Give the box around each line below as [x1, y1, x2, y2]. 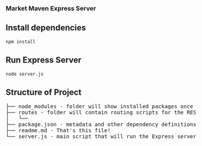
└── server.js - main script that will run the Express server [5, 133, 197, 140]
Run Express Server [5, 55, 82, 65]
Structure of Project [5, 87, 82, 97]
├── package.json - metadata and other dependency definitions [5, 121, 197, 128]
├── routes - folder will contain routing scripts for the [5, 109, 185, 116]
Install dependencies [5, 23, 86, 33]
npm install [5, 38, 36, 44]
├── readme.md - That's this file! [5, 127, 111, 134]
